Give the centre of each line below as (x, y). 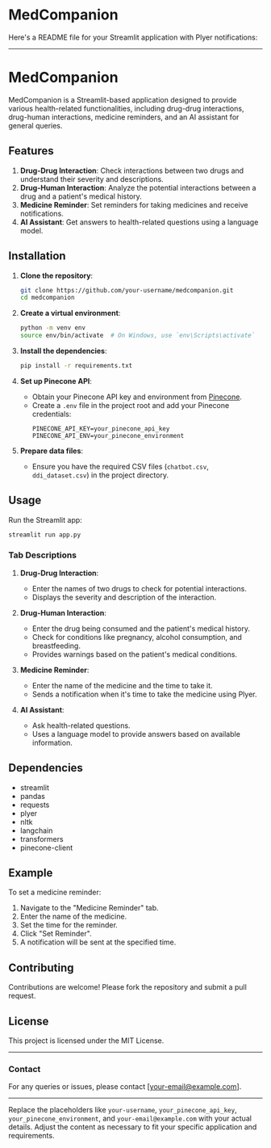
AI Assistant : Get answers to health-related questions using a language (139, 222)
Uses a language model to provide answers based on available (136, 734)
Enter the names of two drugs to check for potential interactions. (140, 588)
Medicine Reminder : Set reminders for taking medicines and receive (134, 204)
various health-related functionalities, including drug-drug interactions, (126, 108)
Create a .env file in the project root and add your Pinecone (131, 405)
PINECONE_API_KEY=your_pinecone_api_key (101, 429)
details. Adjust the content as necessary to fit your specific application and (133, 1127)
